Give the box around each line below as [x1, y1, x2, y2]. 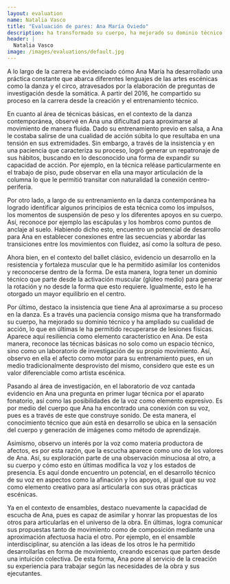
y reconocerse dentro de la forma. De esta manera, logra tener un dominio [7, 267, 218, 276]
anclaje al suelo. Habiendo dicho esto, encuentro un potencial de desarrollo [7, 225, 221, 234]
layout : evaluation [7, 10, 63, 17]
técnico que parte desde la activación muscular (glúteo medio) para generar [7, 275, 223, 283]
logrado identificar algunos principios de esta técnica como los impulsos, [7, 203, 214, 212]
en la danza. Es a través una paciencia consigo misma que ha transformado [7, 310, 221, 318]
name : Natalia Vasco [7, 16, 67, 23]
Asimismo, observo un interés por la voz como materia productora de [7, 439, 203, 447]
